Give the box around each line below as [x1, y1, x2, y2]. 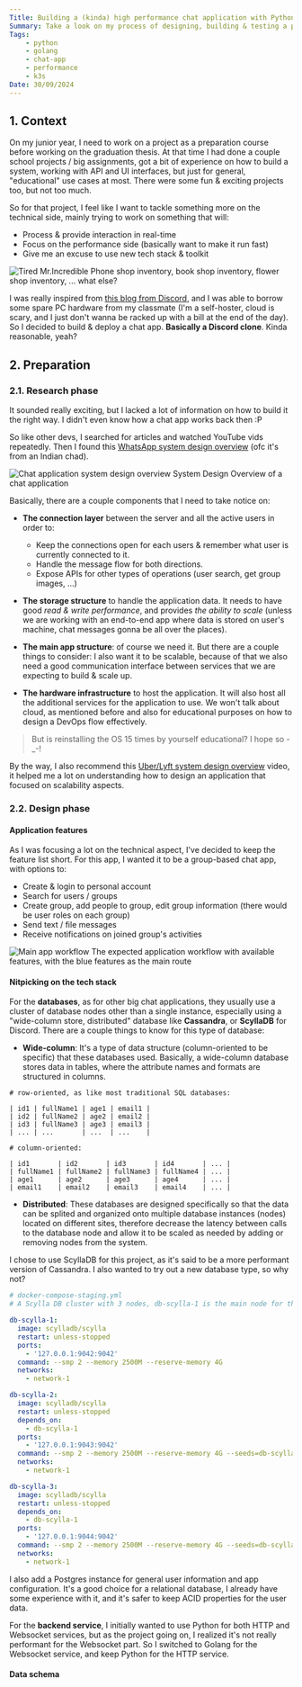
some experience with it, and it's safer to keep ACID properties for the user [9, 1593, 288, 1603]
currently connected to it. [35, 550, 130, 561]
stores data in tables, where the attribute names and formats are [22, 1062, 261, 1072]
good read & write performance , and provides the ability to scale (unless [22, 605, 293, 616]
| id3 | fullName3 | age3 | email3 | [9, 1120, 151, 1129]
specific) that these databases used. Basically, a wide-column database [22, 1052, 289, 1063]
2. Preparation [9, 357, 92, 372]
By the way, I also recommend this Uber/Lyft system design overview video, [9, 761, 290, 772]
